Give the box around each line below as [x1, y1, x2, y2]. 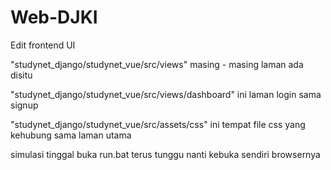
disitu [10, 69, 33, 81]
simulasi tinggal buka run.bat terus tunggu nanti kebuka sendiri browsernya [10, 148, 321, 160]
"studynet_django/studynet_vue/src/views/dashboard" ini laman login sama [10, 88, 322, 100]
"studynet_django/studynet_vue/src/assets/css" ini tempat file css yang [10, 118, 306, 130]
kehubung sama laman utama [10, 129, 132, 141]
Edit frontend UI [10, 39, 76, 51]
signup [10, 99, 39, 111]
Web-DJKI [10, 6, 98, 29]
